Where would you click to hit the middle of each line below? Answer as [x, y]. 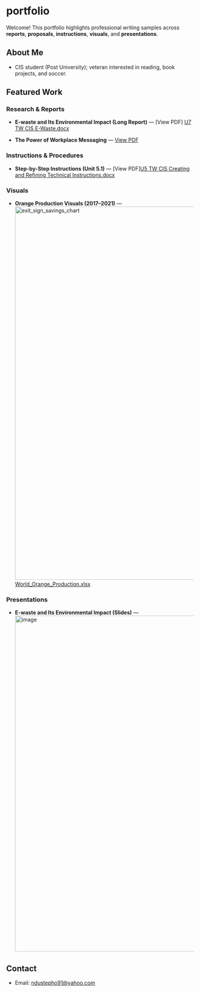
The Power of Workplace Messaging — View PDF [76, 140]
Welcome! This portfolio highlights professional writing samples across [93, 27]
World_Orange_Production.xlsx [53, 584]
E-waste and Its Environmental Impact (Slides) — [76, 613]
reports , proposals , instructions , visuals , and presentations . [82, 33]
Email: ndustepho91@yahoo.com [55, 983]
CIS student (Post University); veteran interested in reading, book [95, 67]
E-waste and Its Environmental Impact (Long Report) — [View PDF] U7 [103, 122]
